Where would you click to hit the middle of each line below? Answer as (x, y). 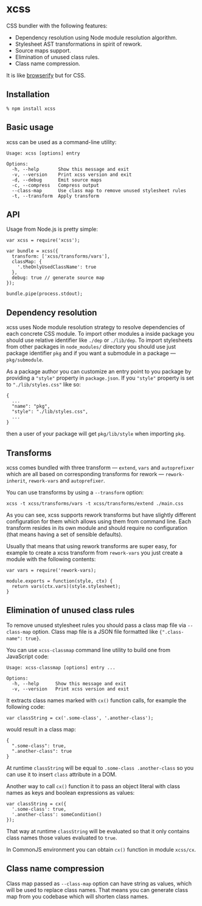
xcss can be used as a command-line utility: (61, 142)
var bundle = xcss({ (33, 251)
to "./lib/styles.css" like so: (44, 385)
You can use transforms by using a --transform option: (75, 492)
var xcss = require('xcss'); (43, 241)
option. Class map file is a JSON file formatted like (95, 631)
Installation (28, 94)
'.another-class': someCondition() (57, 814)
